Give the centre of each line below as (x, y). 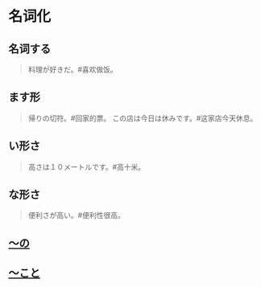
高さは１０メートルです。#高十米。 (87, 166)
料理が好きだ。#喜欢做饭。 (73, 70)
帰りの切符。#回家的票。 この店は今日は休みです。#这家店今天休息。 (143, 118)
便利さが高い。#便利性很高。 (76, 215)
